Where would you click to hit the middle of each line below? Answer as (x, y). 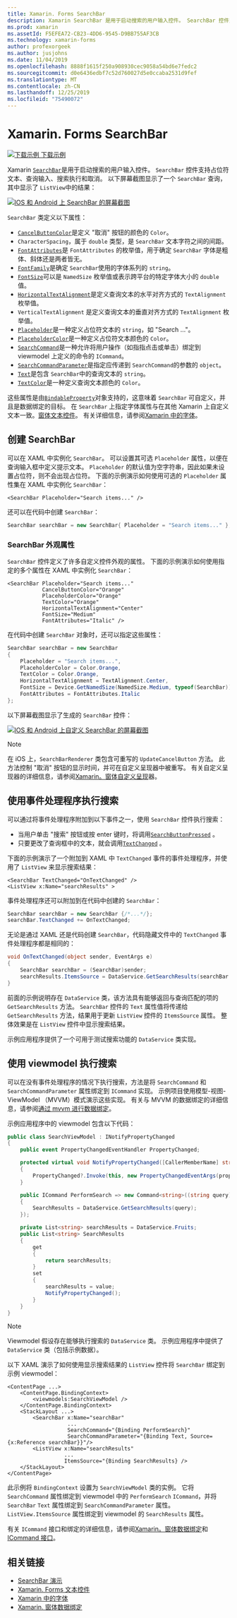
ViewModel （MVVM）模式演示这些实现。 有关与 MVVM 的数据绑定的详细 (115, 1099)
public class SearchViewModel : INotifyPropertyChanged (91, 1137)
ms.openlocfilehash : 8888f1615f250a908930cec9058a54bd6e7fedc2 (102, 66)
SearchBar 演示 (40, 1581)
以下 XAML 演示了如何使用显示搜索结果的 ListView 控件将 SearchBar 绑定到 (116, 1365)
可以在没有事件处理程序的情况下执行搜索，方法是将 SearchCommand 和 (107, 1082)
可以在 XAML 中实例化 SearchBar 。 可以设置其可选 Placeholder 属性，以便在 (118, 458)
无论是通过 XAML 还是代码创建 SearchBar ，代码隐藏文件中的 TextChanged (113, 935)
